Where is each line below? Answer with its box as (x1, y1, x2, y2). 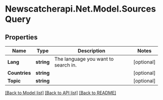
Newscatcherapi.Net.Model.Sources (5, 3, 156, 15)
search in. (54, 62, 77, 68)
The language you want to (54, 56, 114, 62)
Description (77, 48, 106, 54)
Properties (5, 33, 38, 41)
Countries (7, 69, 31, 76)
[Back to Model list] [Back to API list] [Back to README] (5, 90, 116, 96)
